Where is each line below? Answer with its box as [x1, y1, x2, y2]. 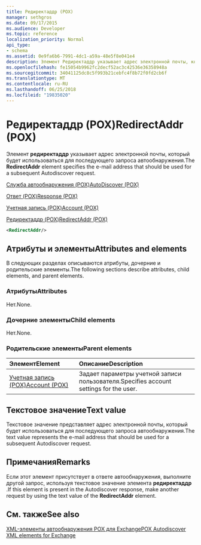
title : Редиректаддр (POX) [6, 8, 74, 15]
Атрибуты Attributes [6, 287, 68, 296]
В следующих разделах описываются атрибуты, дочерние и [6, 259, 161, 267]
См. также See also [6, 509, 80, 520]
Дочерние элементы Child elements [6, 316, 115, 324]
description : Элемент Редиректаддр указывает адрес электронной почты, [6, 59, 188, 65]
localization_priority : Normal [6, 36, 84, 42]
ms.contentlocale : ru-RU [6, 81, 68, 87]
